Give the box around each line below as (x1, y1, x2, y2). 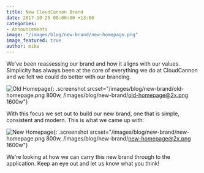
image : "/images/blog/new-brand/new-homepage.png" (6, 32, 138, 38)
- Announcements (6, 26, 48, 33)
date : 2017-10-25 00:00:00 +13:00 (6, 15, 95, 21)
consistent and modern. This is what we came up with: (6, 116, 145, 123)
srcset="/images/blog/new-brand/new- (89, 128, 190, 136)
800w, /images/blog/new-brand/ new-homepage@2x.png (45, 134, 191, 142)
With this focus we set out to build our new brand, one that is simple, (6, 110, 179, 117)
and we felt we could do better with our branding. (6, 73, 132, 80)
